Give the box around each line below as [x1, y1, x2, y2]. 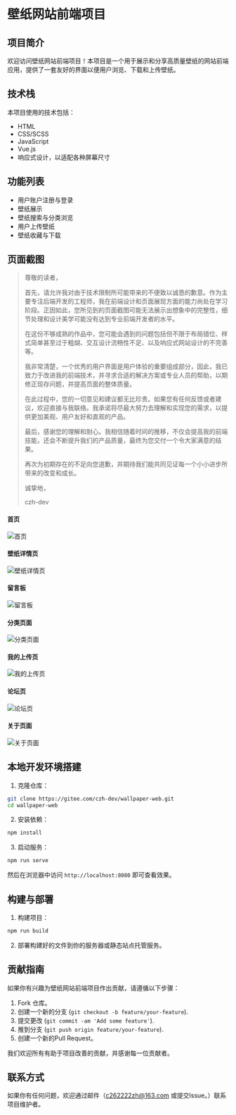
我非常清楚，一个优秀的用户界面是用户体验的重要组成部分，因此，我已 [24, 362, 228, 370]
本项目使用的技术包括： [7, 108, 75, 116]
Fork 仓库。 [17, 998, 51, 1007]
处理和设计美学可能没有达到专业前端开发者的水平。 [30, 315, 179, 323]
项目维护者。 [7, 1100, 44, 1109]
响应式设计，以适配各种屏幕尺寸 [17, 153, 110, 161]
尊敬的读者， [24, 273, 62, 282]
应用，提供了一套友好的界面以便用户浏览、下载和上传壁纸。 [7, 66, 180, 74]
